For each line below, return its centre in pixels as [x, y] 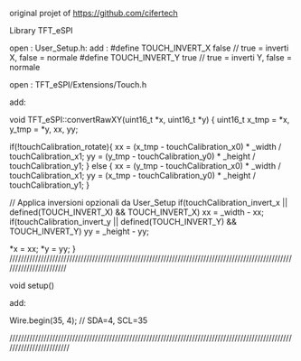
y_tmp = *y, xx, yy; [44, 129]
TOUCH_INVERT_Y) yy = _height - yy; [80, 231]
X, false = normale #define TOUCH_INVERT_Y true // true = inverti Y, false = [150, 57]
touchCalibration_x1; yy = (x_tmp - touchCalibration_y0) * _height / [132, 176]
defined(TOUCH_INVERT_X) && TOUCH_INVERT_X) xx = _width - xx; [137, 212]
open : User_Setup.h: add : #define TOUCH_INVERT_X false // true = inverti [149, 48]
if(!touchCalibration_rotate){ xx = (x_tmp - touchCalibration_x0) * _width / [146, 147]
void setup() [32, 285]
